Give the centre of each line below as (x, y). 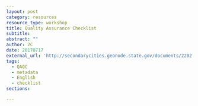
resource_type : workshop (37, 23)
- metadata (25, 72)
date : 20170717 (25, 50)
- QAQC (20, 67)
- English (23, 78)
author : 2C (20, 45)
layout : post (22, 12)
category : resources (32, 17)
